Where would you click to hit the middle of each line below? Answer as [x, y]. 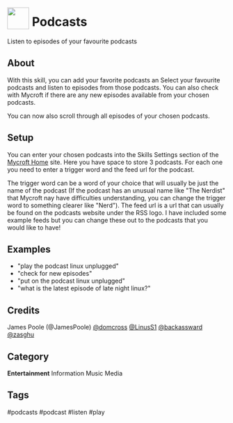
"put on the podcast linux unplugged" [71, 281]
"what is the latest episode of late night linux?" [84, 288]
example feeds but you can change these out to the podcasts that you [108, 220]
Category [28, 356]
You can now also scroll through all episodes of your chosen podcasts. [109, 116]
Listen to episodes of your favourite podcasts [72, 41]
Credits [24, 310]
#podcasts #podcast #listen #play [56, 412]
